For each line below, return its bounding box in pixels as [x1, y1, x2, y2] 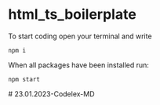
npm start [8, 75, 41, 83]
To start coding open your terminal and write [8, 31, 152, 41]
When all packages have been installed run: [8, 60, 149, 70]
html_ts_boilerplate [8, 5, 137, 24]
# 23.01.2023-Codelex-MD [8, 89, 96, 99]
